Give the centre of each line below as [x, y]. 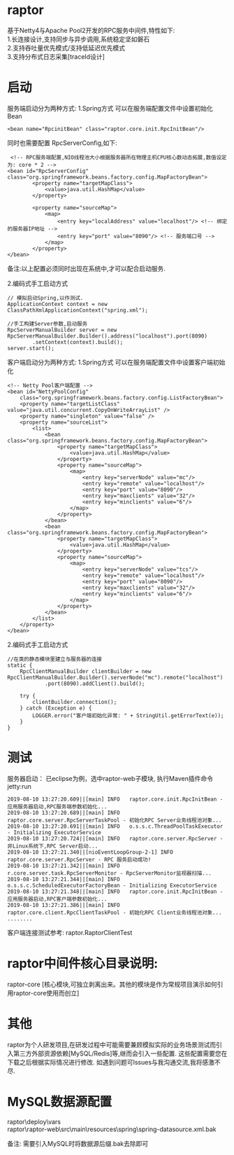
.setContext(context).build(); [78, 342]
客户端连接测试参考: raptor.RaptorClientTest [70, 932]
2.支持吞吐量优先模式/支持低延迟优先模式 [66, 48]
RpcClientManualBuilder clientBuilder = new [86, 671]
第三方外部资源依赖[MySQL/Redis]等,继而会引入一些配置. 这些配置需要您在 [120, 1053]
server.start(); [31, 348]
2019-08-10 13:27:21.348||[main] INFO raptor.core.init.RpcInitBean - [115, 892]
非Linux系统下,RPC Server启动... [53, 846]
